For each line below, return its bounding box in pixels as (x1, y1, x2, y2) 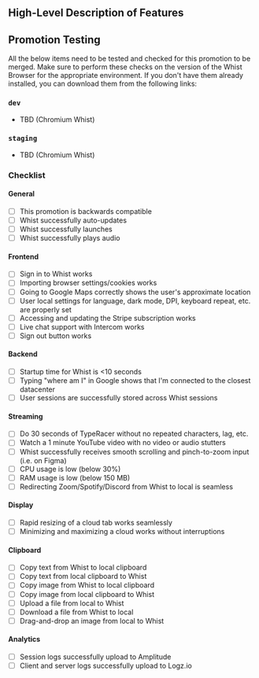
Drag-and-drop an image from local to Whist (19, 616, 165, 625)
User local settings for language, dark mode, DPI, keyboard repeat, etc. (19, 296, 251, 305)
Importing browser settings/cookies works (19, 278, 157, 288)
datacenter (19, 385, 56, 394)
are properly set (19, 304, 72, 314)
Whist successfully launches (19, 224, 113, 234)
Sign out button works (19, 330, 92, 341)
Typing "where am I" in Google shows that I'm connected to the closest (19, 376, 251, 385)
